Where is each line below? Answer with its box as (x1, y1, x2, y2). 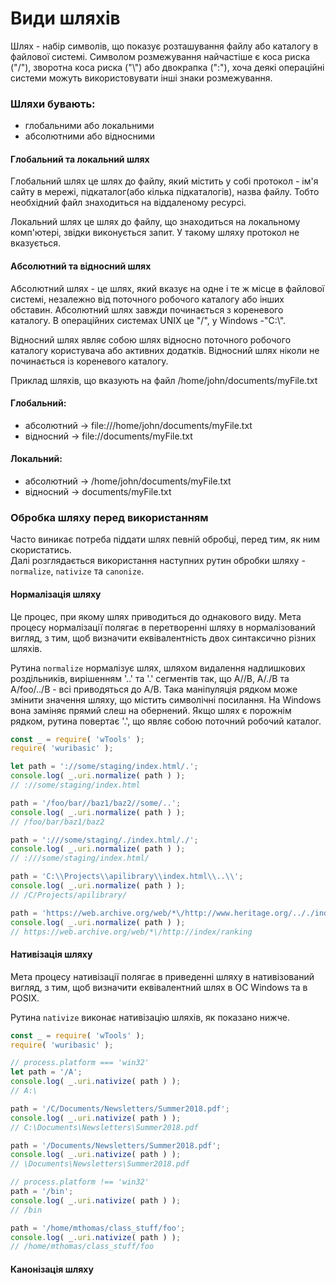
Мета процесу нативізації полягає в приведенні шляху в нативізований (10, 970, 315, 982)
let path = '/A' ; (10, 1067, 83, 1077)
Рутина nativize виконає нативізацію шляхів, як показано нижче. (10, 1011, 290, 1023)
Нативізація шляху (10, 948, 93, 961)
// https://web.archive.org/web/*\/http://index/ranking (10, 927, 253, 937)
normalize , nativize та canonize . (10, 565, 145, 577)
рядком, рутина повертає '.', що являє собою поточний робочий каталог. (10, 715, 322, 727)
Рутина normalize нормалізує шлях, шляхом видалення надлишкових (10, 662, 306, 674)
